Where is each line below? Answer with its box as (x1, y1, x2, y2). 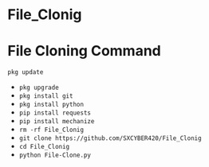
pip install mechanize (18, 118, 95, 126)
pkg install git (18, 92, 73, 100)
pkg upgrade (18, 83, 59, 92)
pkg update (7, 68, 44, 76)
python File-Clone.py (18, 151, 91, 160)
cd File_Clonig (18, 143, 70, 151)
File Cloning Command (7, 42, 161, 60)
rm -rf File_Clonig (18, 126, 85, 134)
